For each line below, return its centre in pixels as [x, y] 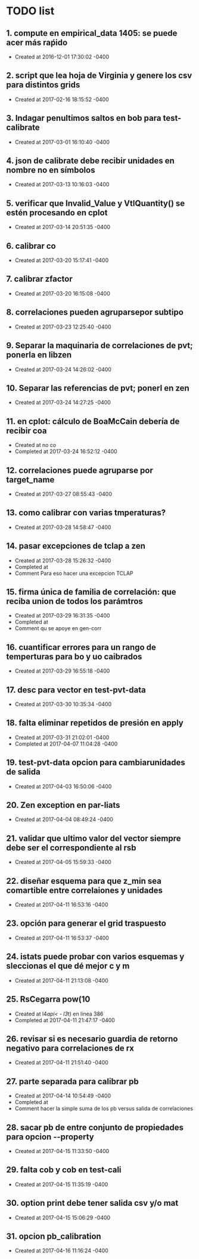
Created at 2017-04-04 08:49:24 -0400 [64, 819]
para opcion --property [50, 1137]
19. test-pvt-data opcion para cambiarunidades [96, 763]
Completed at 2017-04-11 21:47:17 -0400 [65, 1020]
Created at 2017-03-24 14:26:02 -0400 [63, 369]
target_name [30, 480]
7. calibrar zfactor [39, 279]
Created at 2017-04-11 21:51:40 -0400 [61, 1063]
